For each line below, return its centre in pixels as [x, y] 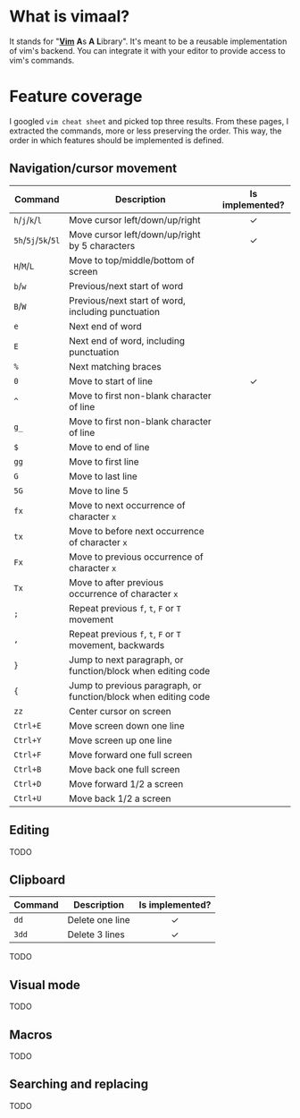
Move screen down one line [126, 725]
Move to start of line [111, 380]
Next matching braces [115, 366]
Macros [31, 1034]
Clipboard [37, 879]
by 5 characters [102, 245]
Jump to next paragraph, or [126, 660]
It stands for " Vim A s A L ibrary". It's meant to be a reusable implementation [148, 41]
